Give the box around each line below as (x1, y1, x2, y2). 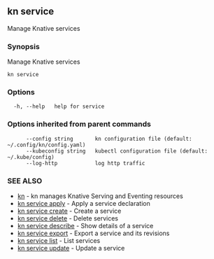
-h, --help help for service (13, 103, 105, 111)
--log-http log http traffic (25, 160, 145, 167)
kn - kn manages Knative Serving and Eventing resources (17, 192, 183, 200)
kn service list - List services (17, 237, 101, 244)
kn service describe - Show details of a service (17, 222, 154, 230)
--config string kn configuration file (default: (25, 135, 192, 142)
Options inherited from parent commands (7, 119, 152, 129)
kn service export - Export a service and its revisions (17, 229, 170, 237)
